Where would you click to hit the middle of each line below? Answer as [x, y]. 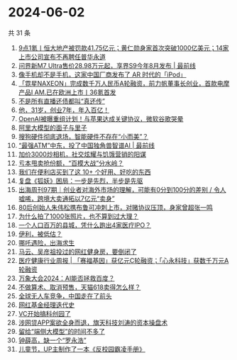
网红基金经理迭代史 [46, 305]
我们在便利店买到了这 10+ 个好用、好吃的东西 [84, 171]
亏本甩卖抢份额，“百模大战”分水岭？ [71, 163]
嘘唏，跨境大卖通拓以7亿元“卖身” [67, 198]
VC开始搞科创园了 [45, 313]
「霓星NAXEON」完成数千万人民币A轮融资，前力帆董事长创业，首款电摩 [124, 83]
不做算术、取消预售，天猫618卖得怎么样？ [79, 287]
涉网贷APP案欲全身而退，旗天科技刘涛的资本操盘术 [93, 322]
